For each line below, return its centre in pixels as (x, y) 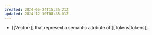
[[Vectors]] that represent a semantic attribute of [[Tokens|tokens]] (80, 27)
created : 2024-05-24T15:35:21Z (37, 9)
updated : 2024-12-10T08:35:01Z (37, 14)
